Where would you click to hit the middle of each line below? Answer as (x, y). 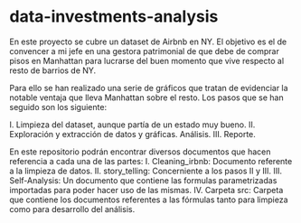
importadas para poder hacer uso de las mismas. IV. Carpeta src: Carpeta (146, 190)
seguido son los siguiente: (58, 107)
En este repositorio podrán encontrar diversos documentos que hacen (140, 152)
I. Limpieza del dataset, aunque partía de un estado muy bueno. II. (132, 125)
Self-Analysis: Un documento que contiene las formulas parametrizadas (143, 180)
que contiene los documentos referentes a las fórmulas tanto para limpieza (149, 200)
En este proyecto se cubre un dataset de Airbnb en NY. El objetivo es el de (148, 42)
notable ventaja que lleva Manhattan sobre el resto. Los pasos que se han (146, 98)
